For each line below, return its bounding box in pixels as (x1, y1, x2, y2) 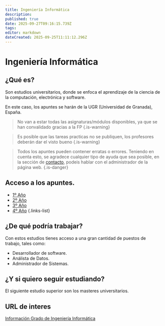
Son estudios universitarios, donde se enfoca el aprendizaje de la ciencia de (5, 89, 161, 95)
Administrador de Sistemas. (12, 261, 69, 267)
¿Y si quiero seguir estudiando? (5, 274, 105, 283)
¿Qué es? (5, 76, 35, 84)
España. (5, 109, 22, 115)
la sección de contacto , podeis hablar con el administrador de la (17, 159, 148, 165)
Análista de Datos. (12, 255, 50, 261)
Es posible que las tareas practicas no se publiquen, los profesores (17, 133, 154, 139)
